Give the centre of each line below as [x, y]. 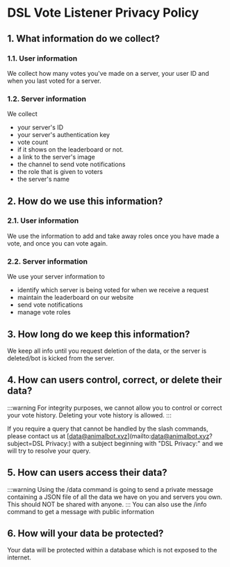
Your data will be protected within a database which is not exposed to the [112, 550]
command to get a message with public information [81, 511]
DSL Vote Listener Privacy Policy [103, 13]
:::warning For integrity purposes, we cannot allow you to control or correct [115, 408]
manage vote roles [44, 312]
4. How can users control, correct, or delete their [115, 380]
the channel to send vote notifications [71, 164]
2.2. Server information [48, 261]
